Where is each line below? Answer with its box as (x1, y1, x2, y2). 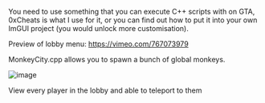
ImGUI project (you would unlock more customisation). (8, 24, 189, 33)
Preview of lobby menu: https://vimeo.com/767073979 (8, 39, 189, 49)
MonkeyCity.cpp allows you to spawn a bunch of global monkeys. (8, 55, 226, 64)
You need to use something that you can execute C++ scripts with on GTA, (8, 7, 255, 16)
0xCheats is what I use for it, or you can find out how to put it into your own (8, 15, 258, 25)
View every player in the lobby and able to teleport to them (8, 85, 202, 95)
